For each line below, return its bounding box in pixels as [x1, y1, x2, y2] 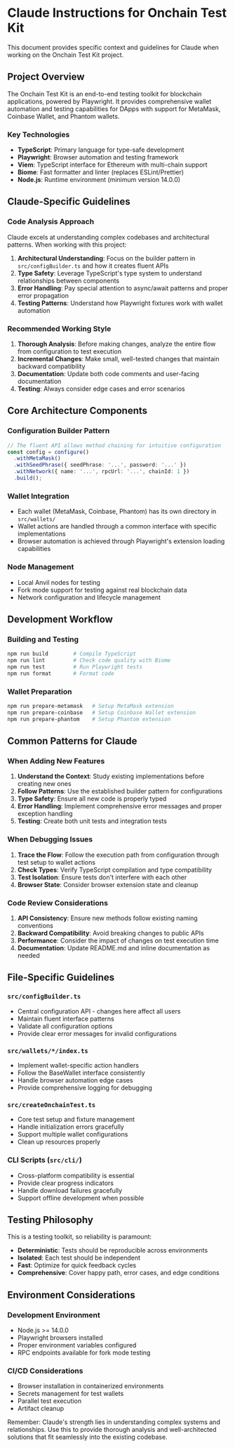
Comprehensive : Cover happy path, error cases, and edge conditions [17, 1269, 220, 1277]
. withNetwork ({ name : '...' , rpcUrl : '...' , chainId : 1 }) [13, 468, 190, 475]
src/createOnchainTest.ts [7, 1101, 96, 1108]
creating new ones [17, 780, 72, 788]
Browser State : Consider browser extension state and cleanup [17, 880, 199, 888]
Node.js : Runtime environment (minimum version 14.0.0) [17, 176, 181, 184]
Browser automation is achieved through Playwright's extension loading [17, 537, 225, 545]
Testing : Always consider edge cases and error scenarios [17, 384, 185, 393]
